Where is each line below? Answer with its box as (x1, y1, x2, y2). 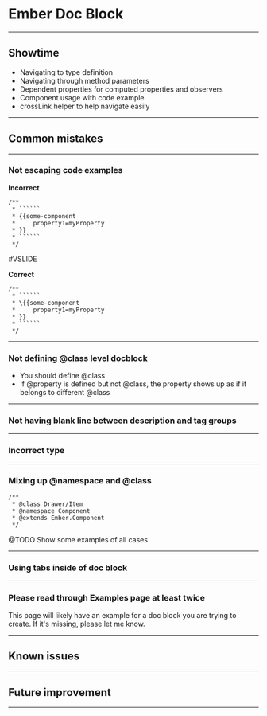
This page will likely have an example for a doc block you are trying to (8, 610, 237, 620)
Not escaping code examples (8, 165, 123, 176)
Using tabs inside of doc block (8, 562, 128, 573)
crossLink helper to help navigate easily (19, 101, 150, 111)
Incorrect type (8, 445, 65, 456)
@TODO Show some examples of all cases (8, 535, 149, 545)
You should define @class (19, 371, 106, 381)
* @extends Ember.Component (11, 515, 105, 522)
